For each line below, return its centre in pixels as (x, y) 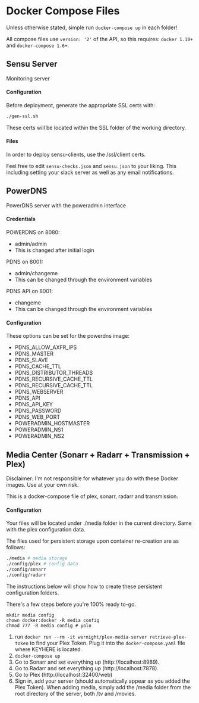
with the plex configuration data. (46, 530)
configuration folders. (33, 592)
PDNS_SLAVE (31, 360)
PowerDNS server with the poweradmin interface (66, 205)
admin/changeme (36, 273)
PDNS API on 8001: (30, 291)
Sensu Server (32, 64)
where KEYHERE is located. (48, 649)
